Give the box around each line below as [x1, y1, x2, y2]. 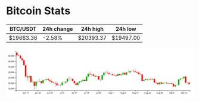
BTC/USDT [10, 26, 37, 33]
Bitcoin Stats [6, 4, 71, 18]
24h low [115, 26, 136, 33]
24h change [42, 26, 73, 33]
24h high [80, 26, 104, 33]
